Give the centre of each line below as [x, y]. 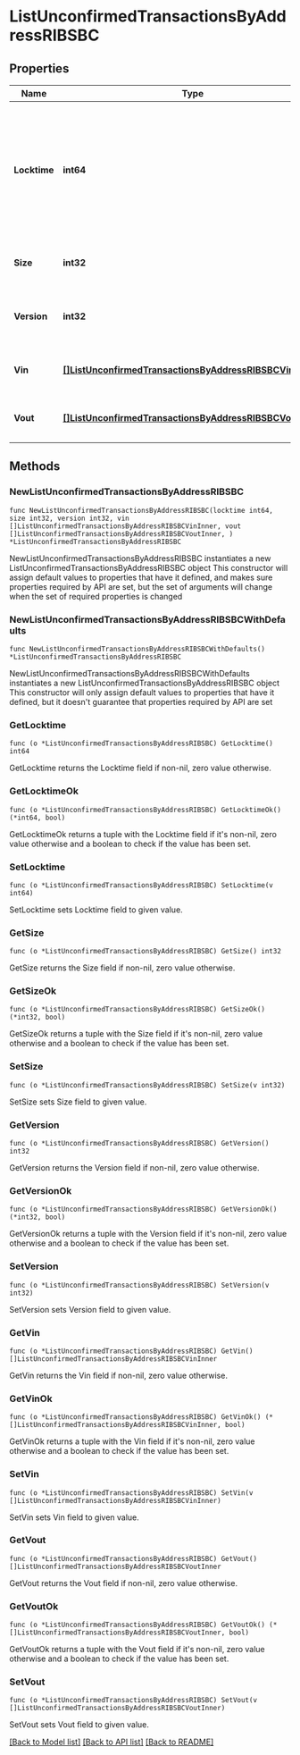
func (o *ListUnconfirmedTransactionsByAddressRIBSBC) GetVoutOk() [137, 1625]
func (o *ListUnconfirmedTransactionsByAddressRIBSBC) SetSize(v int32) [147, 1085]
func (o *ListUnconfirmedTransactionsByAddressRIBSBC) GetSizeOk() [137, 1010]
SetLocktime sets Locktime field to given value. [96, 910]
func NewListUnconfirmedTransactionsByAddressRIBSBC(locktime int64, [142, 510]
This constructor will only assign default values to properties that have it [142, 692]
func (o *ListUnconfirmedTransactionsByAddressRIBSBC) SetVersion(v [139, 1285]
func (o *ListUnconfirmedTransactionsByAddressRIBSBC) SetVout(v [133, 1700]
